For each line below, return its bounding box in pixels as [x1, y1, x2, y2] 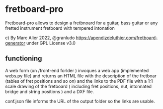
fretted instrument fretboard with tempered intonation [5, 25, 115, 31]
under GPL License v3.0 [26, 40, 76, 46]
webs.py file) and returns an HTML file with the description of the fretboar [5, 73, 157, 79]
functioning [5, 54, 42, 63]
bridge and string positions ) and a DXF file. [5, 88, 94, 95]
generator [5, 40, 26, 46]
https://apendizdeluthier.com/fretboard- [76, 35, 158, 41]
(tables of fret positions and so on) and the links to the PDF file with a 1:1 [5, 78, 153, 84]
